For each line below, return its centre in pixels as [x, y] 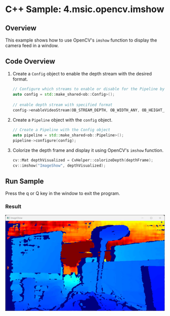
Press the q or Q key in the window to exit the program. [63, 193]
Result [13, 207]
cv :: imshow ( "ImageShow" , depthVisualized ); [59, 166]
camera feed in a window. [32, 46]
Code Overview [30, 62]
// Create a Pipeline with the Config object [61, 130]
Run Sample [25, 181]
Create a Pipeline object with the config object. [62, 120]
